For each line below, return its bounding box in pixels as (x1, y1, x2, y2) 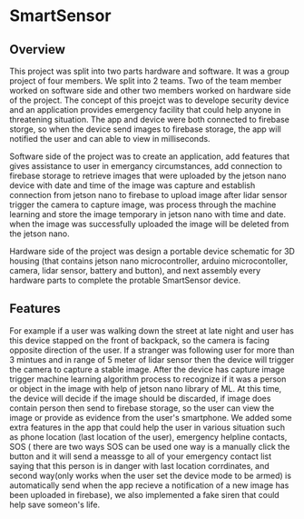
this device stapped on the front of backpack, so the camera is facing (9, 334, 270, 345)
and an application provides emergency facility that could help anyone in (9, 105, 281, 115)
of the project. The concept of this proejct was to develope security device (9, 95, 289, 105)
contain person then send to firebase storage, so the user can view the (9, 402, 275, 414)
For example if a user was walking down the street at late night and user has (9, 324, 295, 336)
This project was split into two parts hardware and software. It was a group (9, 65, 290, 76)
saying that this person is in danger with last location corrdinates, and (9, 460, 270, 471)
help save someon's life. (9, 499, 101, 510)
